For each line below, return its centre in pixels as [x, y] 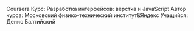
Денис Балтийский [31, 22]
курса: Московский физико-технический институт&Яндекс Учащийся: [97, 15]
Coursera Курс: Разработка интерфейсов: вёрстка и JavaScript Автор [96, 9]
